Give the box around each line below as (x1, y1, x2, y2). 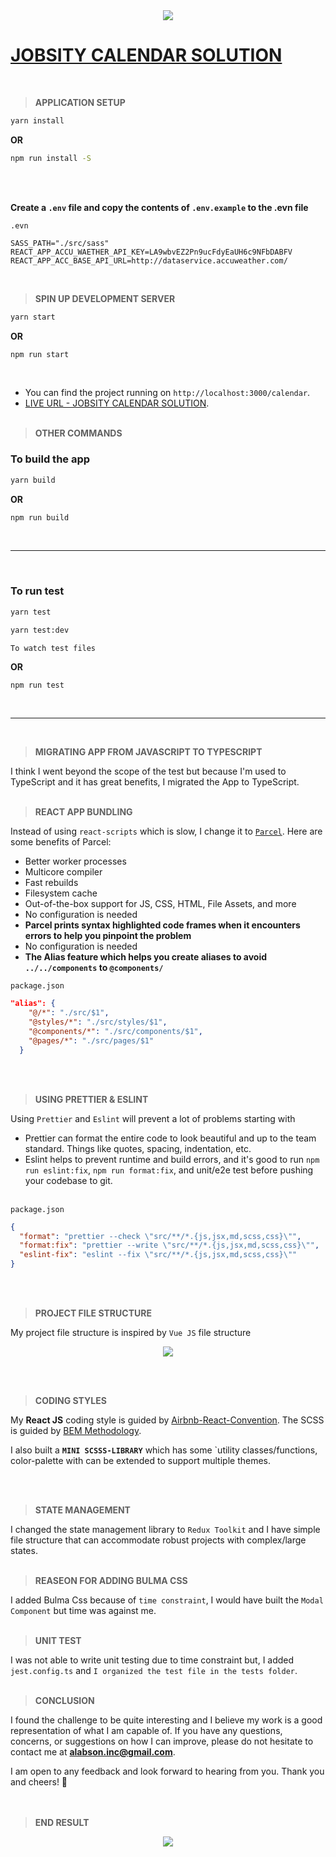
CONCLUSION (34, 1695, 95, 1707)
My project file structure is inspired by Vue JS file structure (10, 1327, 252, 1339)
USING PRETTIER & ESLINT (34, 1093, 149, 1105)
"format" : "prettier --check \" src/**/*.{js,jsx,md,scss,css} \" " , (19, 1231, 302, 1241)
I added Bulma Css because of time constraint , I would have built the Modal (10, 1594, 324, 1606)
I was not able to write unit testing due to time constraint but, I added (10, 1654, 295, 1666)
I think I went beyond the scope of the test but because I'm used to (10, 765, 287, 778)
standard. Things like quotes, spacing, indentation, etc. (24, 1142, 252, 1154)
